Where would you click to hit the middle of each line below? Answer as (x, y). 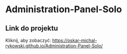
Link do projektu (32, 28)
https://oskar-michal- (75, 40)
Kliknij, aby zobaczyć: (28, 40)
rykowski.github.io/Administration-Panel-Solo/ (54, 46)
